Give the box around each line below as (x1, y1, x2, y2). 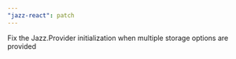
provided (7, 41, 37, 51)
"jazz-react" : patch (7, 11, 76, 20)
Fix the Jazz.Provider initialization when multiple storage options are (7, 33, 229, 42)
